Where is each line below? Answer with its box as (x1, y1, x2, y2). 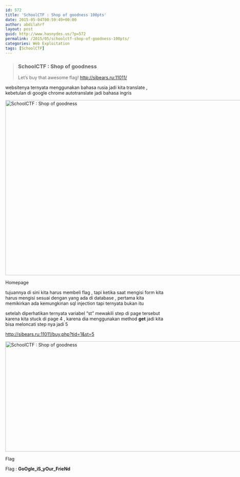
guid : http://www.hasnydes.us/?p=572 (5, 31, 86, 36)
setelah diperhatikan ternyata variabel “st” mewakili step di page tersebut (5, 310, 161, 316)
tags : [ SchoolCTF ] (5, 46, 45, 51)
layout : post (5, 27, 33, 32)
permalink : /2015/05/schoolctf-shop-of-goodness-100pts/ (5, 36, 130, 42)
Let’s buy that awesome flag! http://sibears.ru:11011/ (17, 74, 127, 80)
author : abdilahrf (5, 22, 45, 27)
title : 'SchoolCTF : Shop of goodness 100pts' (5, 12, 107, 17)
